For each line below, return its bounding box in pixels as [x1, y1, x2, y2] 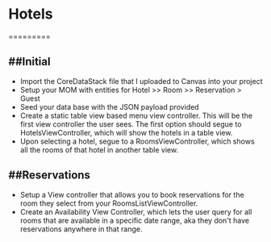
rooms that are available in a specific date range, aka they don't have [19, 215, 250, 225]
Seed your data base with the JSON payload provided [19, 102, 199, 111]
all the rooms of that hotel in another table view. [19, 144, 179, 154]
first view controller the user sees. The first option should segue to [19, 119, 242, 129]
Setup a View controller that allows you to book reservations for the [19, 190, 244, 199]
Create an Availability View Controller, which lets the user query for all [19, 207, 252, 216]
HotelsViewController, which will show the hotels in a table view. [19, 127, 233, 137]
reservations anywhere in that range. [19, 223, 143, 234]
